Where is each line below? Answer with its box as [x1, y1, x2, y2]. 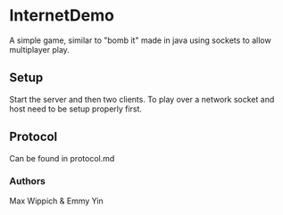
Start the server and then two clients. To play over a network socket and [9, 94, 275, 104]
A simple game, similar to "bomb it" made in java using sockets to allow [9, 35, 271, 45]
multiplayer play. [9, 44, 70, 54]
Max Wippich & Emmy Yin [9, 195, 104, 206]
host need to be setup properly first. [9, 103, 143, 114]
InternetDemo [9, 5, 114, 26]
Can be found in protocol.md [9, 153, 115, 163]
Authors [9, 175, 46, 187]
